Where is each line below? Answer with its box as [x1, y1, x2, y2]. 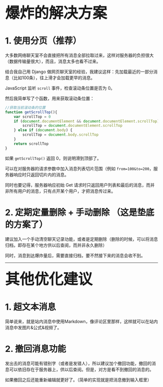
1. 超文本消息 [5, 301, 56, 312]
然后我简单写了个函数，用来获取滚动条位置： [5, 95, 95, 101]
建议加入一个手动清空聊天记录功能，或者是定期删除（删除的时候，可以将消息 [5, 236, 158, 242]
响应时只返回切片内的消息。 [13, 172, 69, 177]
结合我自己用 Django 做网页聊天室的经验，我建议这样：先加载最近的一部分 [5, 69, 154, 74]
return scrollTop [14, 141, 49, 146]
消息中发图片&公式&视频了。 [5, 324, 62, 330]
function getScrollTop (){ [5, 109, 57, 115]
